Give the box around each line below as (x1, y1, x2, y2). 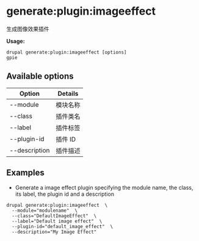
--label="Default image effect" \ (12, 218, 103, 224)
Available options (6, 71, 74, 82)
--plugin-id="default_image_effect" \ (12, 223, 114, 229)
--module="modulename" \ (12, 207, 78, 214)
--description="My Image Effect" (12, 229, 97, 235)
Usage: (6, 37, 26, 45)
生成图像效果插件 (6, 25, 49, 32)
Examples (6, 168, 45, 178)
